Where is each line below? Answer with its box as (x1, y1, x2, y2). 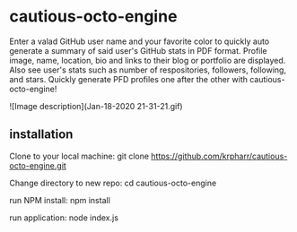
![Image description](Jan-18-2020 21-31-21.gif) (9, 100, 183, 111)
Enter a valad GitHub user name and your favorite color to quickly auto (9, 36, 270, 47)
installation (9, 127, 74, 142)
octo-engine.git (9, 159, 67, 171)
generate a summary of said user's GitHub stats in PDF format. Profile (9, 45, 267, 56)
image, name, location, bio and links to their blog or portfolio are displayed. (9, 55, 286, 65)
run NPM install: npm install (9, 194, 110, 205)
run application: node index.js (9, 212, 119, 223)
